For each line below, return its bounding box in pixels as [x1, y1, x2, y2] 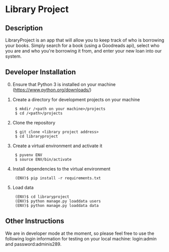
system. [5, 53, 22, 59]
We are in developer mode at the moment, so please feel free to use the [5, 230, 155, 236]
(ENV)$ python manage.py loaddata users [15, 198, 101, 203]
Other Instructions [5, 217, 65, 226]
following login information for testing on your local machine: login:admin [5, 235, 157, 241]
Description [5, 24, 43, 32]
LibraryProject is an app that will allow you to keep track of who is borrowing [5, 37, 164, 43]
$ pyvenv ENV [15, 152, 42, 157]
